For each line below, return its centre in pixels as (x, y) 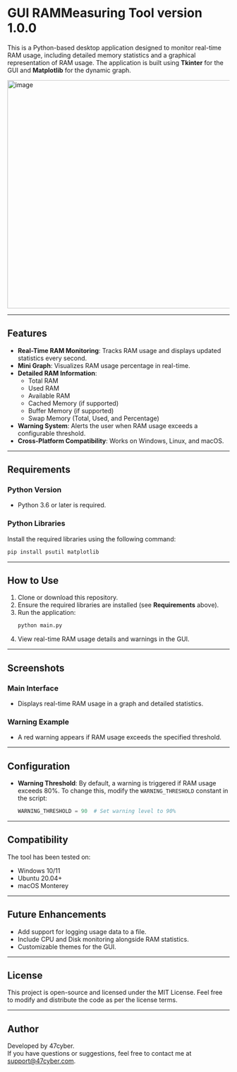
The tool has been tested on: (49, 857)
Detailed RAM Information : (57, 373)
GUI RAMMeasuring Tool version (105, 13)
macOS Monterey (43, 885)
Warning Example (38, 722)
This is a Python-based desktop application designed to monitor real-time (115, 47)
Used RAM (44, 388)
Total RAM (43, 381)
